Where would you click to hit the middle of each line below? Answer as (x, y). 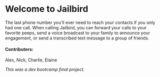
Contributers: (19, 49)
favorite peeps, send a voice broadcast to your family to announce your (78, 33)
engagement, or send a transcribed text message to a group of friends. (77, 38)
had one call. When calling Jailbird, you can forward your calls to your (76, 27)
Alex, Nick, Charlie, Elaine (31, 60)
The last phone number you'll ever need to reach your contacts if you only (80, 22)
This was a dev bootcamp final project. (45, 70)
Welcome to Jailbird (47, 9)
